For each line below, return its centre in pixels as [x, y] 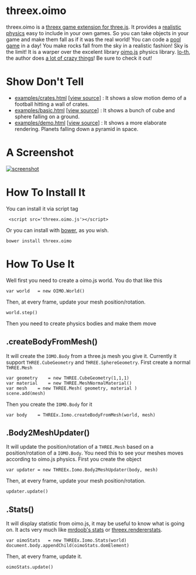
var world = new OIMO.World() [45, 291]
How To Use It [40, 264]
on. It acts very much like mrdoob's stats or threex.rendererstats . [84, 530]
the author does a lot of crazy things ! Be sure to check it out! [79, 58]
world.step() [22, 312]
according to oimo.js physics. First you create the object [74, 459]
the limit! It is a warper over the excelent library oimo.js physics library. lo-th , [98, 51]
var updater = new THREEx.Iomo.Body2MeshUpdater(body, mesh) [82, 470]
